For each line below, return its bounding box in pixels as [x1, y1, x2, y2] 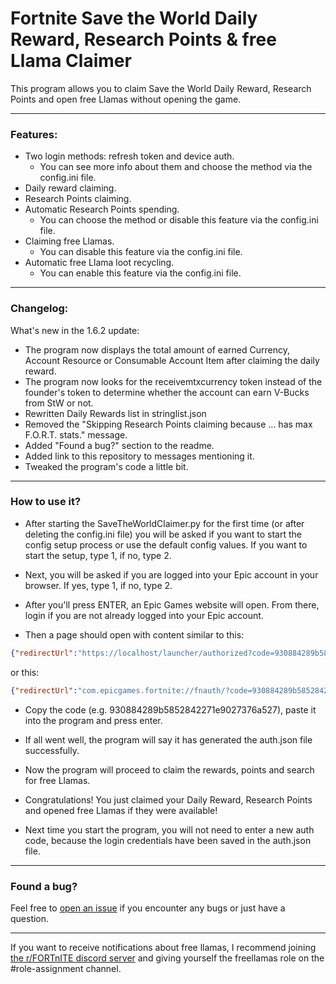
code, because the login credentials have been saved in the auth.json [24, 834, 312, 846]
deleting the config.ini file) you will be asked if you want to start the [24, 528, 302, 540]
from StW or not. [24, 397, 94, 409]
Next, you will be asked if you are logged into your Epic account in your [24, 568, 319, 581]
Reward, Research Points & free [10, 28, 277, 51]
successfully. [24, 744, 80, 756]
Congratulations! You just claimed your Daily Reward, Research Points [24, 793, 313, 806]
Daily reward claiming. [24, 182, 117, 194]
